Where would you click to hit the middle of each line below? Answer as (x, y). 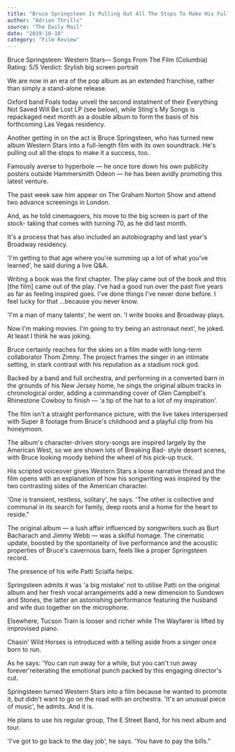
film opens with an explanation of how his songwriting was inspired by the (114, 478)
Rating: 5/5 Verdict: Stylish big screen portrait (73, 67)
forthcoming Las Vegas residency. (57, 124)
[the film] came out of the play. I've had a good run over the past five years (115, 287)
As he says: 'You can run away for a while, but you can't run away (102, 663)
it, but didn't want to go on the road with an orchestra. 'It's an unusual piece (116, 699)
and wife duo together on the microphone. (68, 607)
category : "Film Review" (43, 40)
